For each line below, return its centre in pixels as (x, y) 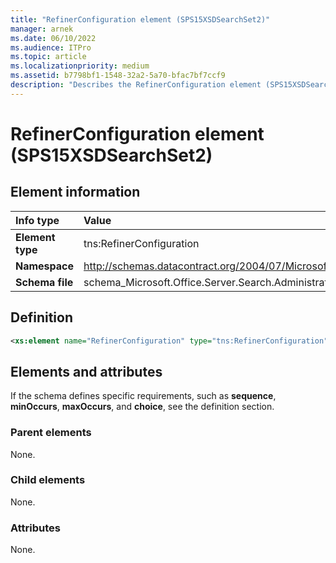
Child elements (48, 480)
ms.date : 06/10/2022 (53, 38)
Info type (37, 220)
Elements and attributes (86, 371)
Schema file (44, 282)
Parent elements (51, 433)
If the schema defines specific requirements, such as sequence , (143, 396)
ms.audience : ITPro (51, 47)
